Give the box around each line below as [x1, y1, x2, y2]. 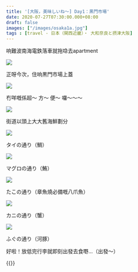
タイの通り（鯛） [6, 142, 48, 149]
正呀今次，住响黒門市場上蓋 [6, 71, 73, 78]
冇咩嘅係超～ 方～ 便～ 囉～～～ [6, 95, 83, 102]
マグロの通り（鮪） [6, 165, 53, 172]
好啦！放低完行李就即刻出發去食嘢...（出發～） [6, 248, 119, 255]
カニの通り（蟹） [6, 212, 48, 219]
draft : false [6, 19, 38, 25]
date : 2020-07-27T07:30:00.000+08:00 [6, 14, 99, 20]
